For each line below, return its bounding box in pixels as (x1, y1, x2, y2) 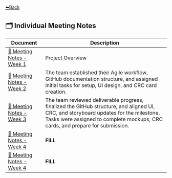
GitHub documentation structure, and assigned (45, 75, 158, 82)
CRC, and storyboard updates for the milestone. (45, 109, 160, 116)
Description (90, 39, 119, 46)
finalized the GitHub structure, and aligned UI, (45, 103, 155, 110)
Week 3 (8, 116, 27, 123)
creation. (45, 88, 67, 95)
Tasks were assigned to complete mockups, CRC (45, 116, 163, 123)
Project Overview (45, 54, 87, 61)
